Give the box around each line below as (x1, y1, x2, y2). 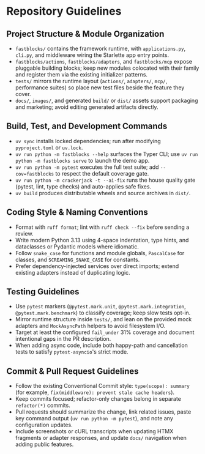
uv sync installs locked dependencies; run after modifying (15, 137, 161, 144)
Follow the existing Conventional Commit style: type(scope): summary (15, 382, 190, 390)
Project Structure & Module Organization (6, 29, 165, 39)
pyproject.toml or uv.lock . (15, 144, 83, 151)
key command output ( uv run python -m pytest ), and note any (15, 415, 173, 422)
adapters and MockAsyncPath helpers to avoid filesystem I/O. (15, 322, 166, 330)
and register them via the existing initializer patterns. (15, 71, 148, 78)
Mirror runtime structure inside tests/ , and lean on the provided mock (15, 316, 192, 323)
